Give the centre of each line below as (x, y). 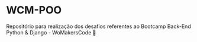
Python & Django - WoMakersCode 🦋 (51, 32)
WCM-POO (34, 10)
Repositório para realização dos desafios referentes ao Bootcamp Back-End (98, 26)
